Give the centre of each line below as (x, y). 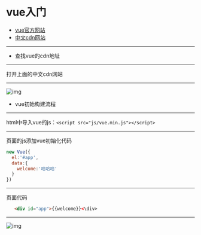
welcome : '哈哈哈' (37, 169)
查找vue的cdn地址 (37, 56)
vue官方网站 (30, 30)
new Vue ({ (19, 152)
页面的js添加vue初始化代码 (39, 141)
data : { (20, 163)
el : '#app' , (25, 157)
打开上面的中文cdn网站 (34, 74)
